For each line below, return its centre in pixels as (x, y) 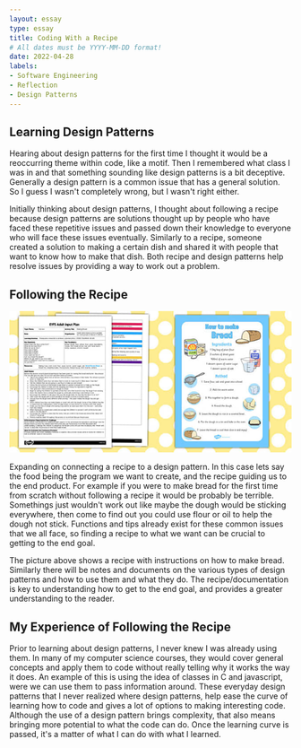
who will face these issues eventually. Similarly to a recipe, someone (136, 238)
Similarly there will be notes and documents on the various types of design (147, 570)
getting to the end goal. (52, 544)
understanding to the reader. (62, 599)
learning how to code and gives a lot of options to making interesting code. (147, 706)
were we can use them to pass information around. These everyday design (147, 687)
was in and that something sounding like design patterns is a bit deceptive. (147, 173)
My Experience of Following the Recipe (120, 626)
